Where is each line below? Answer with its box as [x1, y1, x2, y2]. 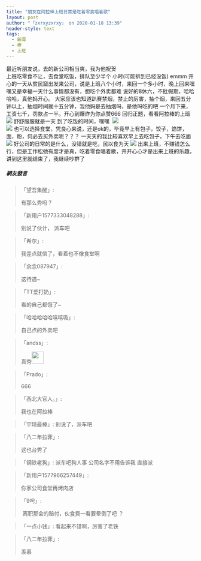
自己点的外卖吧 [20, 326, 58, 334]
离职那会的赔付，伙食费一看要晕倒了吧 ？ [22, 509, 124, 517]
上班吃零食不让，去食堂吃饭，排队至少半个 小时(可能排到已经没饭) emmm [6, 73, 187, 80]
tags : [6, 31, 20, 37]
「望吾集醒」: [20, 186, 54, 193]
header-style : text [6, 25, 55, 32]
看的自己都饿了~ [20, 301, 62, 308]
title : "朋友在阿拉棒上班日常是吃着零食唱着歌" [6, 8, 111, 15]
